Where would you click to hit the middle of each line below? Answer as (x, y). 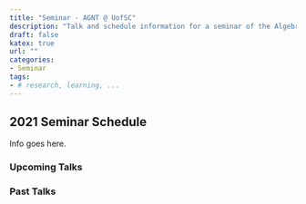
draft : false (34, 34)
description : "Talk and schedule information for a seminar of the (140, 26)
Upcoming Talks (46, 167)
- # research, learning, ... (65, 85)
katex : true (32, 43)
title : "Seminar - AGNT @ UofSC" (73, 18)
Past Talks (33, 191)
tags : (20, 77)
